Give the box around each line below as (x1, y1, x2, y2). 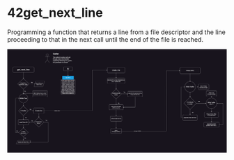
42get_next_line (7, 5, 103, 21)
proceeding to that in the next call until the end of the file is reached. (7, 35, 204, 43)
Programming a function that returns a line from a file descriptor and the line (7, 28, 226, 36)
